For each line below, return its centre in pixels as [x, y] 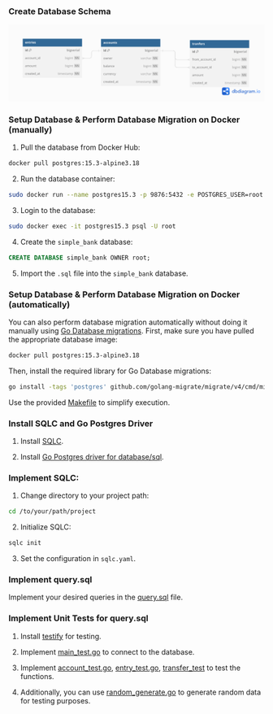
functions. [37, 676]
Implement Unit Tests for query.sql [78, 618]
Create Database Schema [60, 11]
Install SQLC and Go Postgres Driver [81, 423]
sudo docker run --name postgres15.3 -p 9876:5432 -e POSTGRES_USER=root [136, 195]
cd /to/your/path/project [52, 512]
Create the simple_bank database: [76, 242]
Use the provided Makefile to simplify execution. [89, 402]
